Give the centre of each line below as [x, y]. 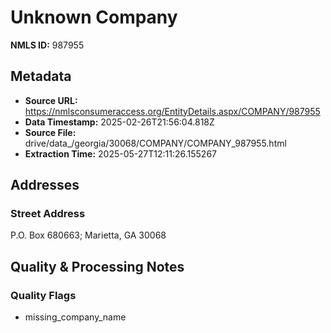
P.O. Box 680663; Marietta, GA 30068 [88, 235]
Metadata [41, 76]
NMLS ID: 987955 [47, 45]
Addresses [45, 185]
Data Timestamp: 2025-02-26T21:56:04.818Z [119, 122]
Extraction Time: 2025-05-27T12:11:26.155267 [120, 153]
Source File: [50, 132]
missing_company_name [75, 317]
